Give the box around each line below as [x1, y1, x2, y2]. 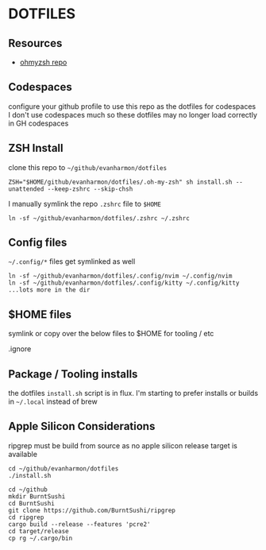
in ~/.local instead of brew [8, 397, 98, 406]
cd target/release [8, 527, 69, 535]
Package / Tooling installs [8, 367, 138, 381]
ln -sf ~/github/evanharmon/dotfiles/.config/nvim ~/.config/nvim [8, 272, 233, 281]
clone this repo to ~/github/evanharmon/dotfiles [8, 162, 168, 172]
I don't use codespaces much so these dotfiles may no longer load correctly [8, 110, 258, 119]
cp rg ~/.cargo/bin [8, 534, 73, 542]
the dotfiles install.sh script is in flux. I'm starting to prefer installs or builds [8, 389, 259, 398]
